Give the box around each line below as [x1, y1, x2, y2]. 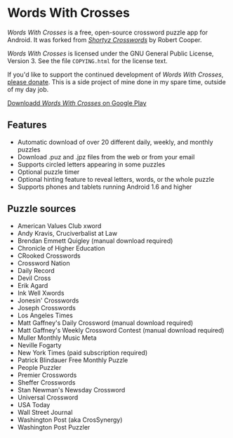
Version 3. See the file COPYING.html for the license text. [7, 56, 168, 65]
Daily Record [17, 266, 55, 274]
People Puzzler [17, 363, 62, 371]
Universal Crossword [17, 393, 79, 401]
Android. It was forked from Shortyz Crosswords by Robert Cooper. [7, 35, 202, 44]
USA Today [17, 400, 51, 409]
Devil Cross [17, 274, 51, 282]
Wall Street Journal [17, 408, 73, 416]
